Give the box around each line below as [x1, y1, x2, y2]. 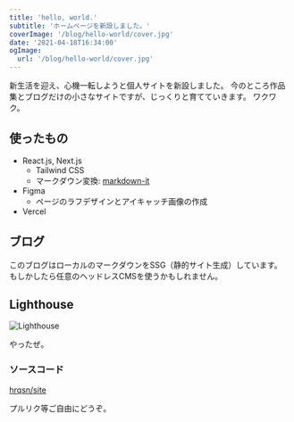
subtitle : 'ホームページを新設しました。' [9, 21, 150, 30]
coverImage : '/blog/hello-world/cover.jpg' [9, 29, 174, 38]
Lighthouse [9, 297, 74, 312]
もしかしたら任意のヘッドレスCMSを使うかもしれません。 [9, 270, 223, 281]
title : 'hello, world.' [9, 12, 98, 22]
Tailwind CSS [35, 164, 85, 175]
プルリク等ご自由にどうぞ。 [9, 402, 112, 413]
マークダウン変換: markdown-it [35, 175, 150, 186]
